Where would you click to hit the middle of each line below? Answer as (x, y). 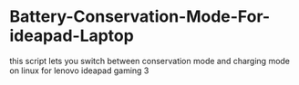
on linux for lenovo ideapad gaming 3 (79, 71)
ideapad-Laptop (72, 36)
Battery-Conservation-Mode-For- (140, 17)
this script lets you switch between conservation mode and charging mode (149, 61)
